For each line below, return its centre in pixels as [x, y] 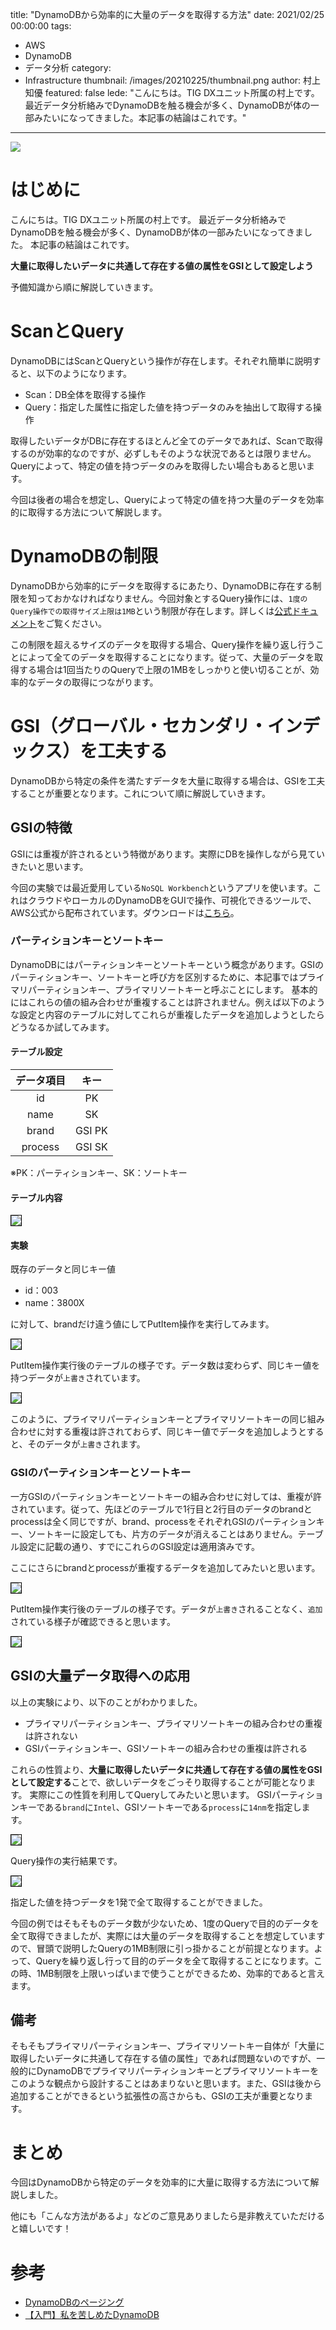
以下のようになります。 [84, 373]
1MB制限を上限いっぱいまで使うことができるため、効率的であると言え [181, 1973]
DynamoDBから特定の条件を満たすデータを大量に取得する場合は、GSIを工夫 [168, 780]
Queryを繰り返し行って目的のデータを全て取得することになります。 [175, 1960]
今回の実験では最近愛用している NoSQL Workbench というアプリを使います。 [161, 887]
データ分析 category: [68, 67]
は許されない [51, 1735]
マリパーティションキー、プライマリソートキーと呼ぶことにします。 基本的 [164, 989]
